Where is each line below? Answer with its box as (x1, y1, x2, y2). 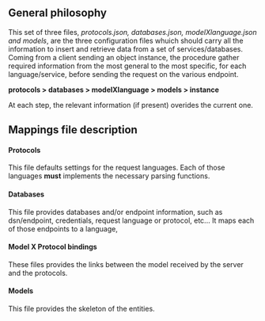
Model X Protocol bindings (8, 242, 97, 252)
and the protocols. (8, 268, 68, 277)
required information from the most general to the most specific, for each (8, 61, 247, 71)
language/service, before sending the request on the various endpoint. (8, 69, 239, 78)
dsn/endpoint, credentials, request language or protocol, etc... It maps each (8, 216, 255, 225)
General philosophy (8, 6, 107, 20)
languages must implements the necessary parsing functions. (8, 171, 210, 181)
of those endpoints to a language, (8, 224, 119, 233)
